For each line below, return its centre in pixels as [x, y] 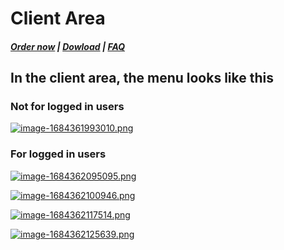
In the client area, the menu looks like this [142, 78]
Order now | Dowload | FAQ [68, 46]
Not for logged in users [67, 107]
